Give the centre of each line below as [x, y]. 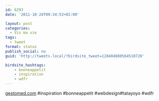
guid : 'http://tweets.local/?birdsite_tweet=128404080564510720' [75, 56]
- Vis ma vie [23, 33]
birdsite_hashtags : [26, 65]
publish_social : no [26, 51]
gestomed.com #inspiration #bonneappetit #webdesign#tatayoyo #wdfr [80, 93]
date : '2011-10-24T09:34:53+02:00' [42, 14]
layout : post [19, 23]
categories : [18, 28]
